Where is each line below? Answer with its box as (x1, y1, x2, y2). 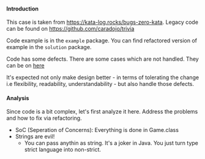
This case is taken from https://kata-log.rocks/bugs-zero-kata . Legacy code (6, 18, 199, 26)
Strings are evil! (15, 133, 55, 141)
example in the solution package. (6, 44, 92, 51)
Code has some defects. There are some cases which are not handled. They (6, 55, 199, 63)
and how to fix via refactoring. (6, 114, 82, 122)
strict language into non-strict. (24, 146, 102, 153)
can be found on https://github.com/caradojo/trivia (6, 25, 135, 33)
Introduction (6, 5, 39, 12)
